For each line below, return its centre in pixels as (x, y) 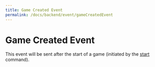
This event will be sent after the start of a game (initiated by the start (77, 54)
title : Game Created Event (34, 10)
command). (17, 60)
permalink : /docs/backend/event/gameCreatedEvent (59, 15)
